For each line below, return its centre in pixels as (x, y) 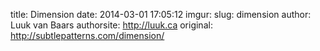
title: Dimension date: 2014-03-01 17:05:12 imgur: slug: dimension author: (161, 14)
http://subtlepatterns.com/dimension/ (87, 35)
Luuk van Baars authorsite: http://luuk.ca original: (111, 25)
